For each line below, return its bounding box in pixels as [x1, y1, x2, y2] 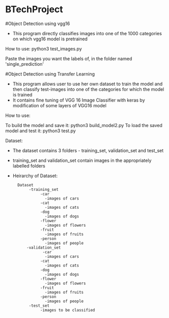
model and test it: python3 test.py [5, 128, 76, 134]
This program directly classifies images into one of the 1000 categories [12, 30, 162, 36]
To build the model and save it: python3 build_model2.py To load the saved [5, 122, 163, 128]
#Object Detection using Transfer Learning [5, 70, 95, 77]
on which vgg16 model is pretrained [12, 36, 88, 42]
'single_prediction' [5, 61, 44, 67]
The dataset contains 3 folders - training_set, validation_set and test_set [12, 147, 164, 154]
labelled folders [12, 162, 46, 169]
